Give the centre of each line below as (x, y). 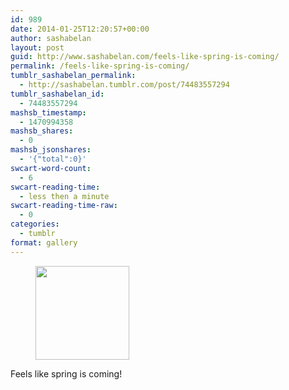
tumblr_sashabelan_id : (57, 94)
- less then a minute (64, 196)
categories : (35, 224)
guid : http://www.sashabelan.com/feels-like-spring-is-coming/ (145, 57)
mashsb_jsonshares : (51, 150)
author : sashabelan (51, 38)
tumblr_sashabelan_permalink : (73, 76)
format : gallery (44, 242)
